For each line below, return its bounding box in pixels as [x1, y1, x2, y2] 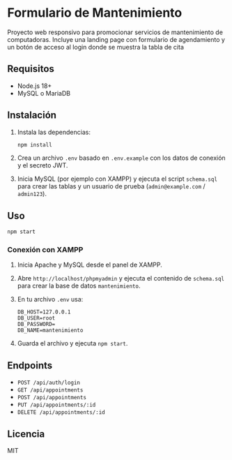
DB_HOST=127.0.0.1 [17, 309, 71, 316]
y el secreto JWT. [17, 161, 68, 170]
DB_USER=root [17, 315, 56, 322]
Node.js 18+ [17, 82, 52, 90]
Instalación [7, 110, 57, 121]
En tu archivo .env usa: [17, 295, 84, 304]
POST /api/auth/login [17, 379, 80, 387]
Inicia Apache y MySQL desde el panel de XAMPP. [17, 260, 162, 269]
